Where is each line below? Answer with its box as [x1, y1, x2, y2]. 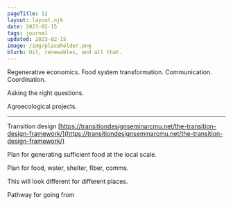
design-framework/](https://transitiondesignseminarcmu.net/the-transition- [7, 129, 223, 137]
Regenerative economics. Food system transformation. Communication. [7, 67, 213, 76]
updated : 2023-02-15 [7, 36, 67, 43]
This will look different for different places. [7, 177, 128, 185]
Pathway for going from [7, 190, 75, 198]
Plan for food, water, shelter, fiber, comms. [7, 164, 129, 172]
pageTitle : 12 [7, 10, 49, 17]
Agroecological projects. [7, 102, 78, 110]
